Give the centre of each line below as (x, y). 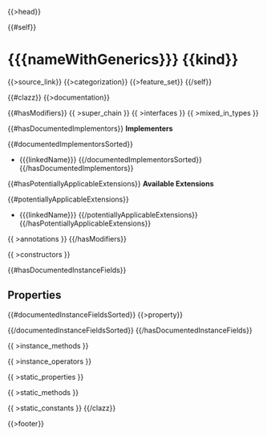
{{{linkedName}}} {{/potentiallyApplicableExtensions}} (108, 214)
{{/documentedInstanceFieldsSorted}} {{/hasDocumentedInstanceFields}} (130, 330)
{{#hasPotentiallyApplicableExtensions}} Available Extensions (111, 183)
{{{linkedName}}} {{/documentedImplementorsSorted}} (110, 159)
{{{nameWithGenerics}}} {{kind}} (123, 60)
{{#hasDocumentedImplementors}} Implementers (90, 128)
